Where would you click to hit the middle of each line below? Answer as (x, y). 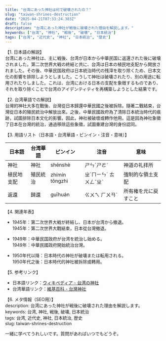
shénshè (61, 165)
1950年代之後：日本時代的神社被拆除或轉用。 (58, 261)
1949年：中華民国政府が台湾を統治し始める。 (58, 239)
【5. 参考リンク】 (23, 272)
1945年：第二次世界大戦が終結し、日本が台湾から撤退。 (69, 222)
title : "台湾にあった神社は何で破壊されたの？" (48, 10)
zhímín (58, 174)
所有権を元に (138, 191)
